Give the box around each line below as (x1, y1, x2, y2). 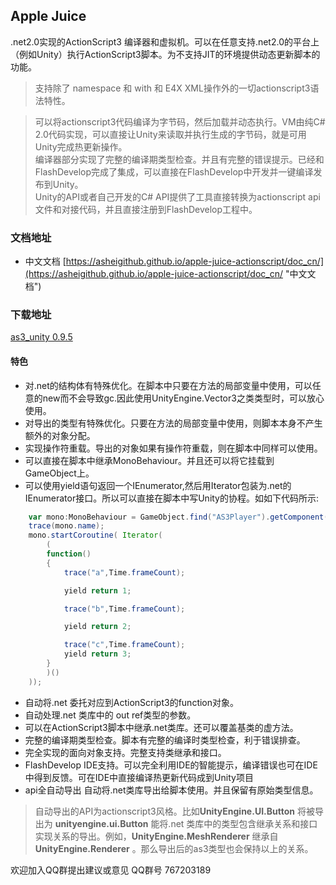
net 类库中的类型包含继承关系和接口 (170, 817, 318, 829)
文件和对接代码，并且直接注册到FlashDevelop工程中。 (34, 203, 258, 215)
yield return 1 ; (63, 585, 132, 596)
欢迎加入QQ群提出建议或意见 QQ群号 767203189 (10, 864, 212, 876)
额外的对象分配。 (24, 429, 96, 441)
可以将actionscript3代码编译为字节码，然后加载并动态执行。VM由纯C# (34, 115, 326, 128)
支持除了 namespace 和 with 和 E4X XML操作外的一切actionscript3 (34, 82, 311, 94)
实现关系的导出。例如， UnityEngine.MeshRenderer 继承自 (34, 830, 279, 842)
